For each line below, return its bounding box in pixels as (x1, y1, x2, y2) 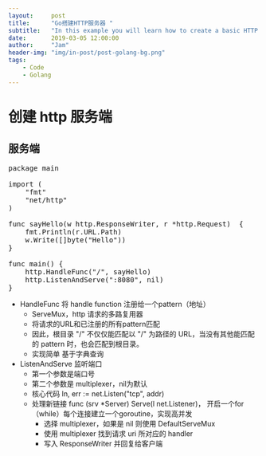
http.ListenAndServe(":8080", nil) (25, 275, 164, 284)
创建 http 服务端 (8, 108, 113, 126)
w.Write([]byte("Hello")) (25, 235, 127, 244)
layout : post (8, 11, 66, 20)
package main (8, 163, 60, 172)
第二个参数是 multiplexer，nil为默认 (31, 379, 148, 388)
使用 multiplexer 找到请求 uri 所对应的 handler (43, 428, 194, 438)
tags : (8, 57, 26, 65)
